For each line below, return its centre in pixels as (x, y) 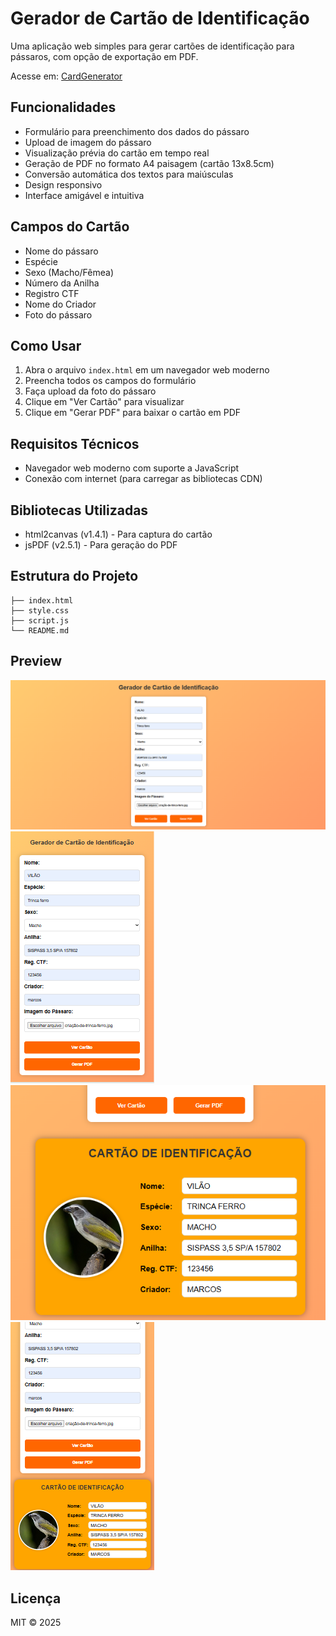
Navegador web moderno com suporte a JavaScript (132, 468)
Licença (36, 1598)
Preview (36, 661)
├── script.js (40, 620)
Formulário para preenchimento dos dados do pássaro (137, 131)
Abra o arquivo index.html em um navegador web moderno (147, 370)
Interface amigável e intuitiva (84, 195)
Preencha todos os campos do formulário (110, 381)
